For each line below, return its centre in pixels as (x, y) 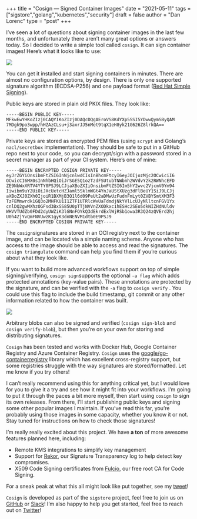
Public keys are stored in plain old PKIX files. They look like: (78, 104)
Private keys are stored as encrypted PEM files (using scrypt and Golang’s (96, 141)
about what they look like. (37, 258)
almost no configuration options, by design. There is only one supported (94, 80)
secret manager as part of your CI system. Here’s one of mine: (81, 159)
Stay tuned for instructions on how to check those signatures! (81, 421)
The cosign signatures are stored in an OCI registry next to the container (93, 233)
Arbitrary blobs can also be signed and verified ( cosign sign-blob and (91, 323)
